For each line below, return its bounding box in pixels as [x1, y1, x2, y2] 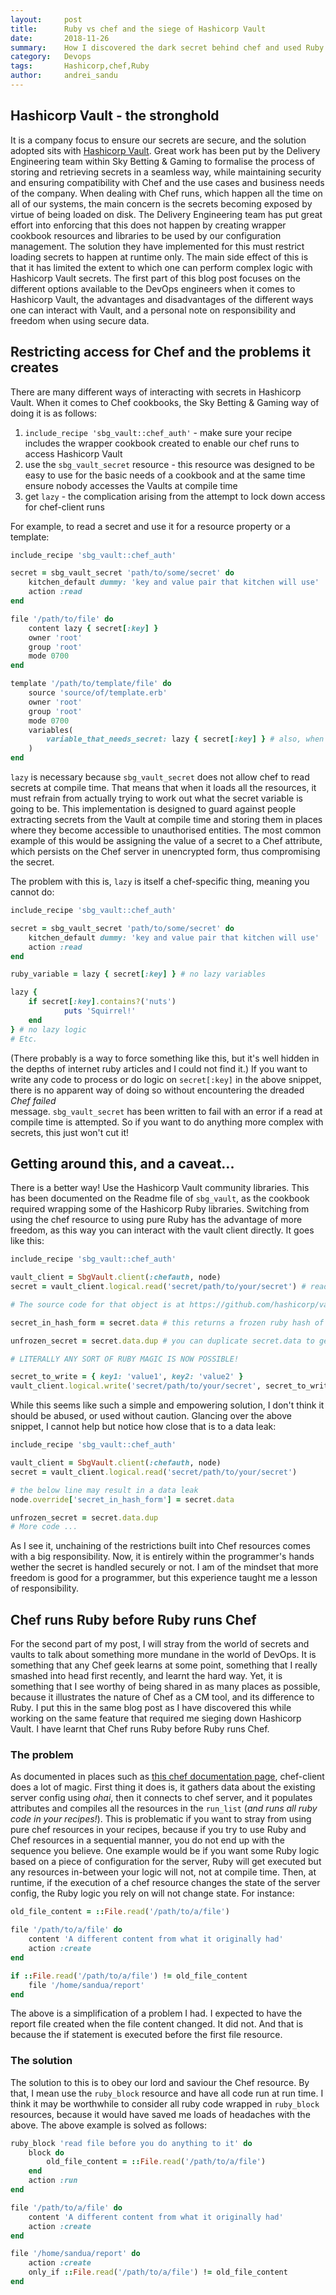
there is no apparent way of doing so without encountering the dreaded [10, 1084, 305, 1096]
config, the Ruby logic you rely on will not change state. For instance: [10, 1887, 295, 1900]
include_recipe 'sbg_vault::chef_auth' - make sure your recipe [24, 426, 293, 438]
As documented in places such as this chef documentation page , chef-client [10, 1771, 325, 1783]
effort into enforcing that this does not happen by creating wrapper [10, 219, 287, 231]
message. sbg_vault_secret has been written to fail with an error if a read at [10, 1105, 323, 1117]
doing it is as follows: [10, 407, 97, 419]
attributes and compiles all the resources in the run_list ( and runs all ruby [10, 1802, 318, 1815]
